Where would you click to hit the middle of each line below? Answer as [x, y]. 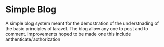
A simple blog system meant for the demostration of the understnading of [82, 23]
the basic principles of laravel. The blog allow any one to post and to [77, 28]
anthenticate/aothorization [33, 39]
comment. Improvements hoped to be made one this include [68, 34]
